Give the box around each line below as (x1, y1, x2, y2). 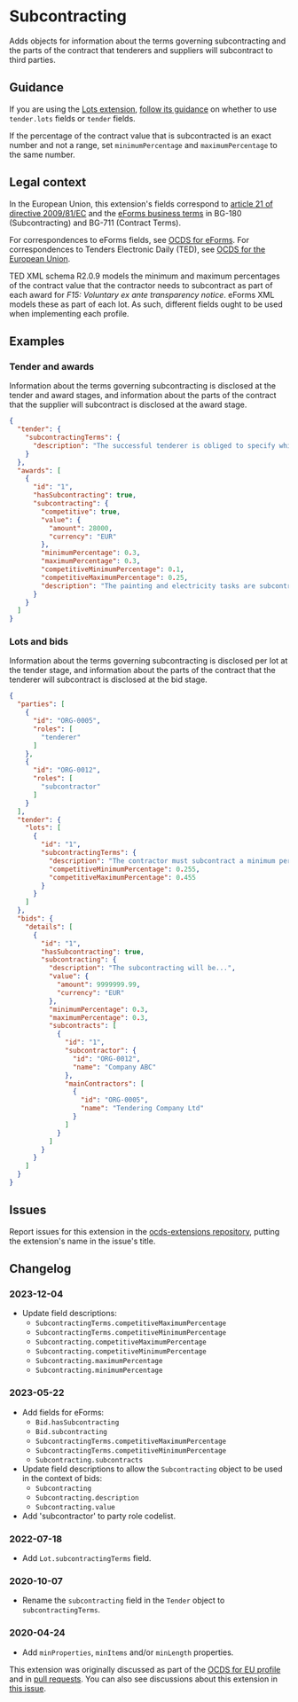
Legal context (9, 175, 87, 190)
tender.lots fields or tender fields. (9, 113, 136, 123)
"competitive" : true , (41, 507, 122, 516)
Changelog (9, 1261, 72, 1276)
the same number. (9, 149, 75, 160)
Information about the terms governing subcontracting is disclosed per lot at (9, 655, 288, 666)
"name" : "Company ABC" (72, 1063, 157, 1071)
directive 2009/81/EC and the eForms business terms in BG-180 (9, 208, 242, 218)
